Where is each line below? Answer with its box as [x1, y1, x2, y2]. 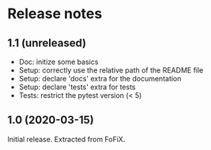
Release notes [7, 5, 103, 23]
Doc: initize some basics [18, 57, 99, 66]
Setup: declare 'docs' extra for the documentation [18, 74, 182, 83]
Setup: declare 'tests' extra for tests [18, 82, 136, 92]
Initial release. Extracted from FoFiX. [7, 134, 126, 144]
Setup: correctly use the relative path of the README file [18, 66, 204, 75]
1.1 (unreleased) [7, 36, 87, 50]
